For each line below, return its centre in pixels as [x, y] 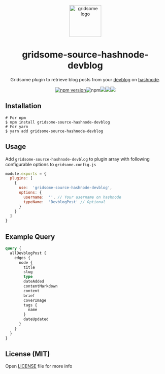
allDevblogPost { [28, 253]
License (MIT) [28, 354]
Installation [23, 106]
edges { [22, 258]
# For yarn [17, 127]
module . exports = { [26, 174]
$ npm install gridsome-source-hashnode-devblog [58, 122]
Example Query [30, 237]
